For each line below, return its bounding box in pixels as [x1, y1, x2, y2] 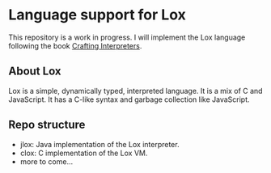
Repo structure [8, 118, 86, 132]
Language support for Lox [8, 6, 186, 24]
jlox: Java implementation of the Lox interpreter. [19, 139, 180, 149]
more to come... [19, 156, 74, 167]
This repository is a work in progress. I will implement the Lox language [8, 32, 246, 42]
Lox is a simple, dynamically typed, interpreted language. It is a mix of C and [8, 86, 263, 95]
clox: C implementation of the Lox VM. [19, 148, 148, 158]
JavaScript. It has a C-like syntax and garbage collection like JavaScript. [8, 95, 250, 104]
